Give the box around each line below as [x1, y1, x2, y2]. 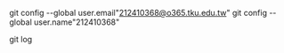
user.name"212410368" [34, 17, 120, 27]
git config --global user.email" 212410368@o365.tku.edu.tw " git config [9, 8, 267, 18]
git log [9, 34, 33, 44]
